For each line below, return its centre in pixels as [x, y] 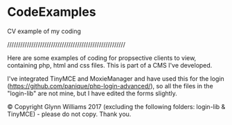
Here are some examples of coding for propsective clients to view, [102, 58]
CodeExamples [52, 12]
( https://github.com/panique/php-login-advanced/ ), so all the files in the [110, 86]
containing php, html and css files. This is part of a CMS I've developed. [110, 65]
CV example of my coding [44, 31]
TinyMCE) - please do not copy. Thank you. [69, 114]
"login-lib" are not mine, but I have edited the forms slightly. [92, 93]
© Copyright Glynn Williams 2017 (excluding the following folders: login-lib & [116, 106]
